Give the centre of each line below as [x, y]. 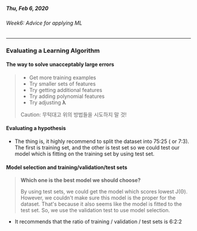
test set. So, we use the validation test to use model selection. [95, 210]
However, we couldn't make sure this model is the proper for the [98, 198]
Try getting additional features [66, 90]
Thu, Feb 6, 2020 [27, 8]
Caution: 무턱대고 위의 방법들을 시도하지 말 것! [74, 114]
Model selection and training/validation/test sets [67, 167]
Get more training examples [63, 77]
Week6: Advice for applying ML [44, 23]
